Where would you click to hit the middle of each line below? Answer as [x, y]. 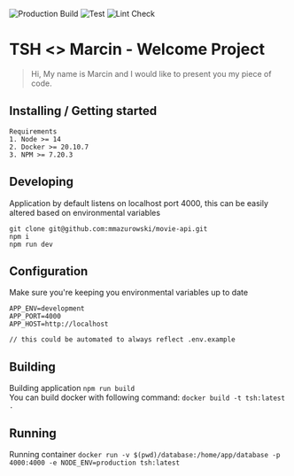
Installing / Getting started [83, 111]
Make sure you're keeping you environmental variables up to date [129, 293]
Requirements [33, 131]
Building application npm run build [72, 388]
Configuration [49, 271]
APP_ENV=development [47, 309]
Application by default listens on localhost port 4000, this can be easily [139, 203]
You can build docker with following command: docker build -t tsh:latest [147, 397]
